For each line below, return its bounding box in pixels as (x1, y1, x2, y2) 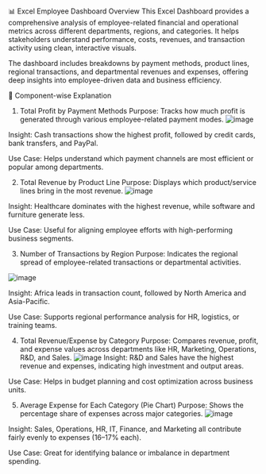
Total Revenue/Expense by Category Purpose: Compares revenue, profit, (19, 336, 259, 345)
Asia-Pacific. (8, 297, 50, 306)
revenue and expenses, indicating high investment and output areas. (19, 361, 245, 371)
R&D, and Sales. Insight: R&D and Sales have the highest (19, 353, 234, 362)
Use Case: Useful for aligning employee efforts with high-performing (8, 225, 233, 234)
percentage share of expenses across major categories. (19, 409, 203, 418)
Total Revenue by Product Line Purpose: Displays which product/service (19, 178, 256, 187)
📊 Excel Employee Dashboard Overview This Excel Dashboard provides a (8, 6, 249, 16)
